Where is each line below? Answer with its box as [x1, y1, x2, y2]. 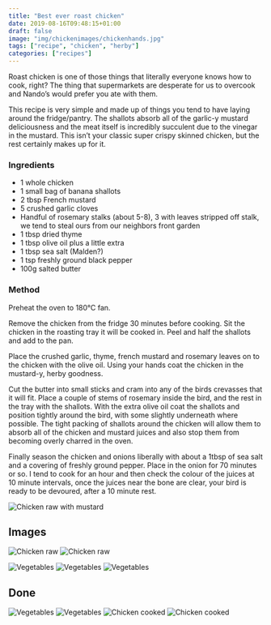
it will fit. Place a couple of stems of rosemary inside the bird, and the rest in [8, 392, 262, 402]
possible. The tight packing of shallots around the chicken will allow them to [8, 418, 261, 428]
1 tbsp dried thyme [19, 229, 83, 239]
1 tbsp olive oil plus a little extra [19, 238, 125, 248]
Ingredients [8, 159, 55, 170]
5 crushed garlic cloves [19, 203, 99, 213]
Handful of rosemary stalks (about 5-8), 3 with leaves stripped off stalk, [19, 212, 260, 222]
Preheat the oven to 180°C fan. [8, 302, 111, 312]
